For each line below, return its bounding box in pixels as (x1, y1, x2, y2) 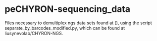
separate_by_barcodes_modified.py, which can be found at (4, 25, 125, 31)
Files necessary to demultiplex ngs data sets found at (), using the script (4, 20, 152, 26)
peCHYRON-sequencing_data (4, 3, 131, 15)
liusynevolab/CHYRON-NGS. (4, 30, 63, 36)
